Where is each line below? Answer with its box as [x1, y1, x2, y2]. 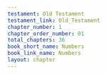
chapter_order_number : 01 [7, 30, 84, 37]
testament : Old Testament [7, 10, 84, 18]
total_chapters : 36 [7, 37, 66, 44]
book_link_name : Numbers [7, 50, 81, 57]
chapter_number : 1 [7, 23, 62, 30]
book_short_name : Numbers [7, 43, 84, 50]
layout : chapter [7, 56, 56, 63]
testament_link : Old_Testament [7, 17, 101, 24]
